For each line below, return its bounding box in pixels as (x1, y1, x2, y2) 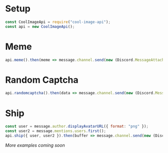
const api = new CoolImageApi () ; (5, 24, 75, 29)
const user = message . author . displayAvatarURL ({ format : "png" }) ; (5, 124, 149, 129)
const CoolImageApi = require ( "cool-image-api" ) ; (5, 19, 111, 24)
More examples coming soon (5, 142, 65, 148)
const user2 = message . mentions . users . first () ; (5, 129, 106, 134)
